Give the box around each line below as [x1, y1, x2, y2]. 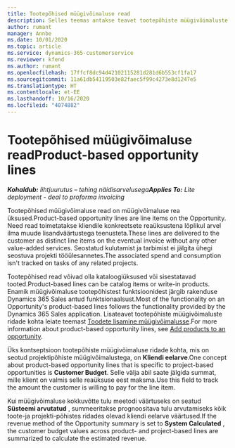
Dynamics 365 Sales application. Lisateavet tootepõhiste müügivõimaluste [7, 309, 223, 318]
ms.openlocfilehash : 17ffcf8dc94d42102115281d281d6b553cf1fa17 [7, 69, 197, 76]
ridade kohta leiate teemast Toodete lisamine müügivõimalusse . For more [7, 317, 217, 326]
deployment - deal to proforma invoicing [7, 193, 125, 201]
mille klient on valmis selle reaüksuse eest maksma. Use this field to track [7, 376, 219, 384]
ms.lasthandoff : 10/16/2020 [7, 96, 90, 103]
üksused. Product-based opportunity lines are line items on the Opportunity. [7, 214, 227, 222]
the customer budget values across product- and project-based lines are [7, 426, 219, 435]
